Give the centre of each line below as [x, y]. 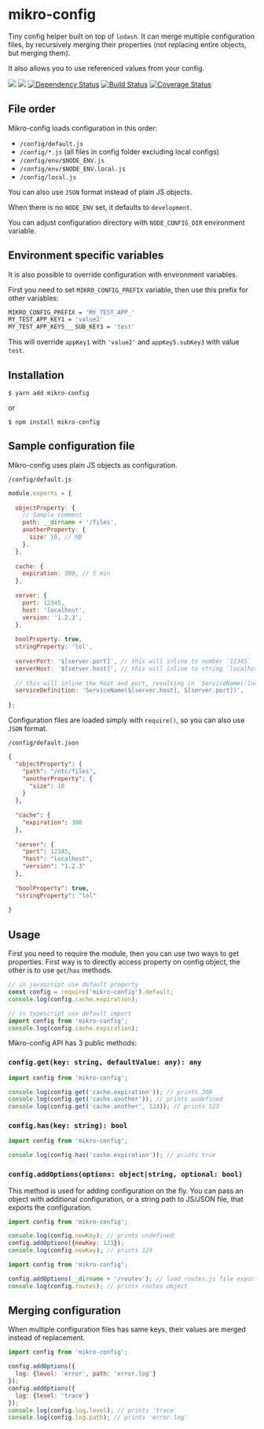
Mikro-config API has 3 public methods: [73, 1043]
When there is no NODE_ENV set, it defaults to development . [100, 207]
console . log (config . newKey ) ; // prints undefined [91, 1236]
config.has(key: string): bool [68, 1126]
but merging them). [39, 53]
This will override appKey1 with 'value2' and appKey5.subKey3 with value [124, 342]
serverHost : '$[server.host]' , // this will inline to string [119, 669]
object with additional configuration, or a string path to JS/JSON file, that [126, 1199]
